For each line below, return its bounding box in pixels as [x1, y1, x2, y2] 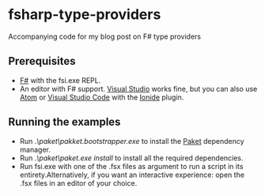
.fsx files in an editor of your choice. [19, 178, 138, 187]
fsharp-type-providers [8, 6, 161, 24]
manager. [19, 145, 51, 154]
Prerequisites [8, 55, 76, 68]
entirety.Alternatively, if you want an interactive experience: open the [19, 170, 245, 179]
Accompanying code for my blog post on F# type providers [8, 32, 202, 41]
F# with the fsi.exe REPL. [19, 75, 101, 85]
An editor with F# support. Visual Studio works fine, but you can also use [19, 84, 258, 93]
